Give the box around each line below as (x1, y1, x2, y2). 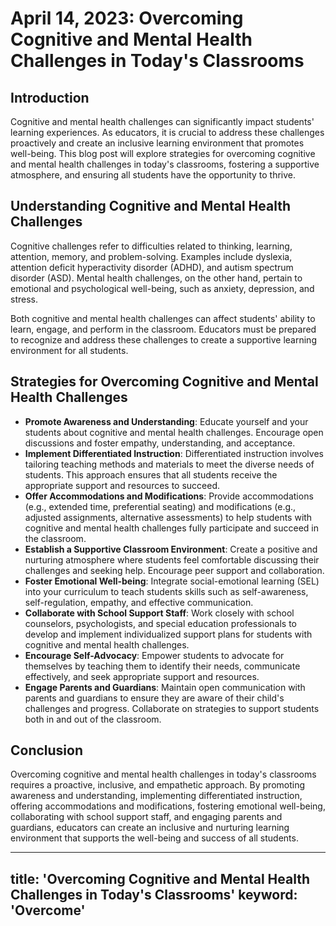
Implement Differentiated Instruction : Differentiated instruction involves (24, 447, 324, 459)
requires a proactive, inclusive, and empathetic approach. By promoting (10, 779, 306, 791)
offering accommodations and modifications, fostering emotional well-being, (10, 800, 326, 812)
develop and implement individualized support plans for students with (24, 628, 313, 640)
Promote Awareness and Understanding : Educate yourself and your (24, 415, 309, 427)
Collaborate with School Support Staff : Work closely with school (24, 607, 295, 619)
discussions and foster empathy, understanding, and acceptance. (24, 437, 296, 449)
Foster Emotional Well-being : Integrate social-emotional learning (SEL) (24, 575, 320, 587)
